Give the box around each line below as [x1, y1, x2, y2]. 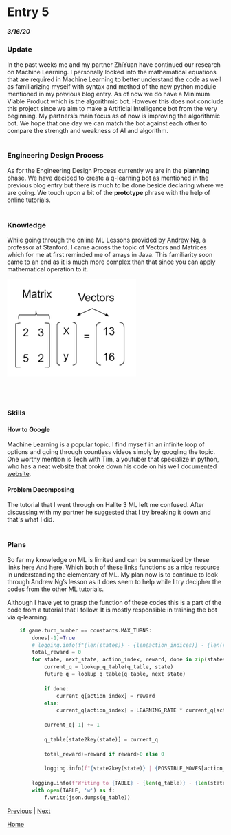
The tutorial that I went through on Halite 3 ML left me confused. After [7, 501, 205, 509]
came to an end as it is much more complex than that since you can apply [7, 258, 216, 266]
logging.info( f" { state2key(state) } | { [43, 765, 158, 772]
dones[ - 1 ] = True [32, 635, 76, 641]
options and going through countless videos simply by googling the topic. [7, 448, 215, 456]
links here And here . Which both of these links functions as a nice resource [7, 563, 220, 571]
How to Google [7, 425, 50, 433]
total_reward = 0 [32, 649, 81, 656]
